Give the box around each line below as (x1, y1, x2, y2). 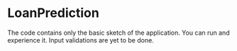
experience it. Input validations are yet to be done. (7, 35, 154, 44)
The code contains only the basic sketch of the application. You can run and (7, 28, 230, 37)
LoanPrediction (7, 5, 99, 21)
